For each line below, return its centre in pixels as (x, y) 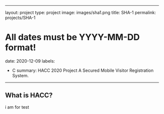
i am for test (17, 107)
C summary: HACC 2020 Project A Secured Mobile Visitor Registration (83, 70)
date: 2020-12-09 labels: (30, 61)
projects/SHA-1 (20, 18)
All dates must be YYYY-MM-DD (72, 37)
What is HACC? (29, 95)
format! (20, 48)
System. (20, 75)
